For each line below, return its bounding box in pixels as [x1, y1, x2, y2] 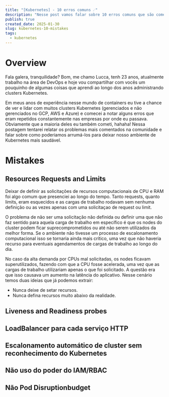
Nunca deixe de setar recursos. [12, 287, 78, 293]
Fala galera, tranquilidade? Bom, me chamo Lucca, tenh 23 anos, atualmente [5, 74, 164, 80]
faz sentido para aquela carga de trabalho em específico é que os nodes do [5, 219, 162, 225]
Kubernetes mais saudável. [5, 137, 61, 143]
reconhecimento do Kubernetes [5, 349, 107, 358]
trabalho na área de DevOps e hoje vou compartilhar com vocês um [5, 79, 145, 85]
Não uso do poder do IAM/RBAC [5, 366, 107, 375]
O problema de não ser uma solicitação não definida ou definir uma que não [5, 214, 163, 220]
